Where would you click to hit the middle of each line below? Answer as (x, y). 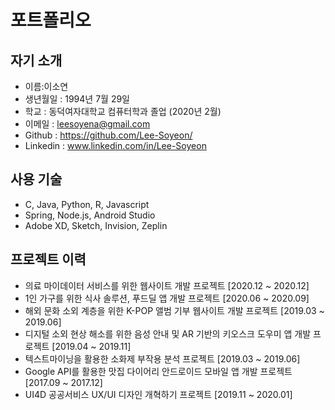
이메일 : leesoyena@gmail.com (87, 124)
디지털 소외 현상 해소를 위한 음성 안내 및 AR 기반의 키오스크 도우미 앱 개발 (168, 333)
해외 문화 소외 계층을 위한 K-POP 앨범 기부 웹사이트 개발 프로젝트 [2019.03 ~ (174, 310)
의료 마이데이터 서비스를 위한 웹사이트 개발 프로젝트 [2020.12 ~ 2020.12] (167, 285)
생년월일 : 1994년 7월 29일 (77, 99)
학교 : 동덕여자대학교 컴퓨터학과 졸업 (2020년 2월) (123, 111)
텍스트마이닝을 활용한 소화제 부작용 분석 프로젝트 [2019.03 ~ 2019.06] (162, 358)
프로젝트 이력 (48, 259)
